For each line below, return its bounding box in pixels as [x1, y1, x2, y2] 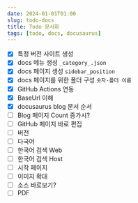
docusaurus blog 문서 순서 [17, 102, 92, 110]
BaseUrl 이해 [17, 93, 54, 102]
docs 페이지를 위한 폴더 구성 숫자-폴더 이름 [17, 76, 132, 84]
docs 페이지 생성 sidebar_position [17, 67, 115, 75]
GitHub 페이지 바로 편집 [17, 119, 82, 128]
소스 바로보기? [17, 181, 57, 189]
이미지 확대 [17, 172, 48, 181]
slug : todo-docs [7, 17, 54, 24]
